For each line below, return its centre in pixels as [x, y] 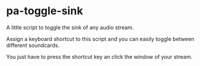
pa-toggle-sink [45, 11]
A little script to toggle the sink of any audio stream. [70, 27]
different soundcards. [33, 45]
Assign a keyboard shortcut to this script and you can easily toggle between [100, 39]
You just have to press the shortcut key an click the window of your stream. [99, 56]
